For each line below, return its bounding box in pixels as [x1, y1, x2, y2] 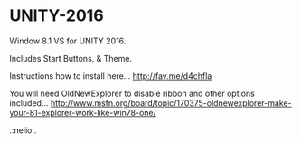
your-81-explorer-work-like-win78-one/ [9, 107, 156, 118]
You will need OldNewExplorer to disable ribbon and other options [9, 88, 255, 99]
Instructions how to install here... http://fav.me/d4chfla [9, 70, 212, 81]
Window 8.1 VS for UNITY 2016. [9, 35, 127, 46]
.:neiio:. [9, 124, 37, 136]
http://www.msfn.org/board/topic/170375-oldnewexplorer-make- [50, 97, 292, 109]
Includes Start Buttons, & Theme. [9, 52, 133, 63]
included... [9, 97, 49, 109]
